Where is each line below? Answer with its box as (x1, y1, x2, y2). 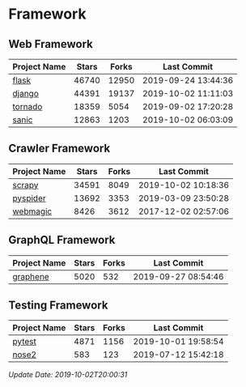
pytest (12, 336, 36, 347)
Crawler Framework (8, 142, 111, 155)
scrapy (12, 179, 39, 190)
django (12, 88, 39, 99)
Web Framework (8, 37, 93, 51)
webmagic (12, 206, 53, 217)
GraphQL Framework (8, 233, 116, 247)
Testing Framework (8, 299, 108, 313)
